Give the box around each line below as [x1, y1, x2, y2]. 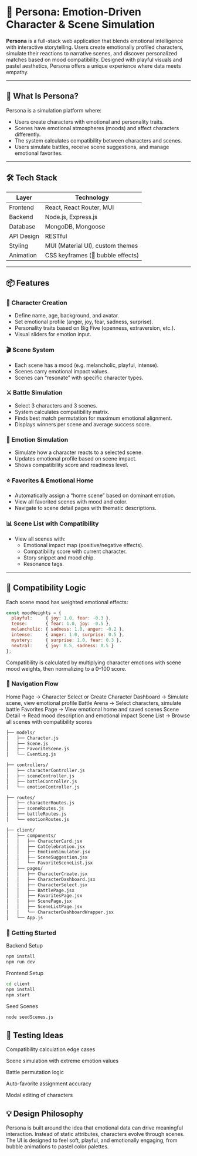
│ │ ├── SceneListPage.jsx [6, 904, 83, 910]
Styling [9, 241, 28, 250]
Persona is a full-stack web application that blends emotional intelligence [6, 37, 184, 44]
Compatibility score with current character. [23, 548, 127, 555]
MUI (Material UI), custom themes [45, 241, 138, 250]
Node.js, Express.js [45, 213, 98, 221]
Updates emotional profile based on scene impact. [14, 455, 137, 462]
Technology [75, 193, 110, 201]
